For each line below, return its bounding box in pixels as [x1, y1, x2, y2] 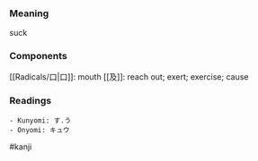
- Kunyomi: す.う [9, 115, 72, 125]
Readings [9, 94, 52, 106]
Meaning [9, 7, 49, 20]
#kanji [9, 141, 32, 152]
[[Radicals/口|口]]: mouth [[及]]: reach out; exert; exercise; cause [9, 71, 249, 82]
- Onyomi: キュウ [9, 125, 70, 134]
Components [9, 50, 67, 63]
